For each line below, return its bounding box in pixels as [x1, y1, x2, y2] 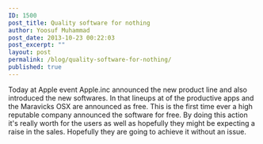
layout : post [8, 48, 51, 56]
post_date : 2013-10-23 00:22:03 [8, 33, 115, 42]
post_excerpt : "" [8, 41, 66, 49]
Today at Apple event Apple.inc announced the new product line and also [8, 85, 248, 94]
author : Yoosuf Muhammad [8, 26, 90, 34]
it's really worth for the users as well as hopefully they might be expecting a [8, 118, 256, 127]
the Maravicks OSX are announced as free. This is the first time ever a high [8, 101, 253, 111]
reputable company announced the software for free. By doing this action [8, 110, 248, 119]
